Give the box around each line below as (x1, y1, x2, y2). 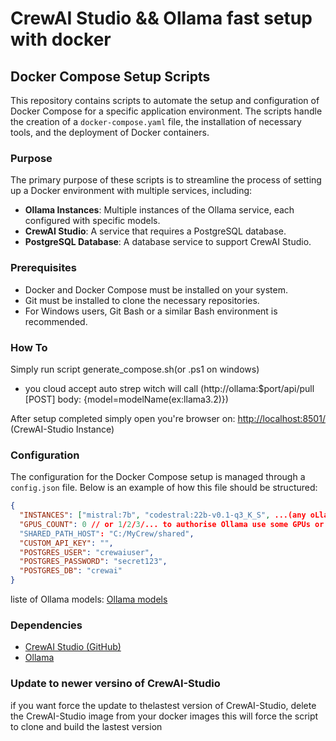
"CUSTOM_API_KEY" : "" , (19, 538, 114, 548)
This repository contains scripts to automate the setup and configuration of (10, 95, 320, 106)
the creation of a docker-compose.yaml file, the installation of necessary (10, 116, 302, 127)
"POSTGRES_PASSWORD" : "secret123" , (19, 557, 168, 567)
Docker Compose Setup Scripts (10, 68, 211, 85)
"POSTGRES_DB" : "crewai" (19, 566, 123, 576)
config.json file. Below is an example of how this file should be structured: (10, 482, 318, 494)
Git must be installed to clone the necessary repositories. (24, 294, 260, 306)
